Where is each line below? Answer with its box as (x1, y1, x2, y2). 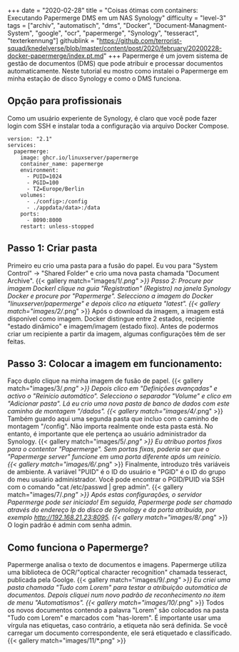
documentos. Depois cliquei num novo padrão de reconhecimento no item (7, 591, 226, 599)
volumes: (20, 191, 46, 199)
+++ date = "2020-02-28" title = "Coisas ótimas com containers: (7, 6, 198, 14)
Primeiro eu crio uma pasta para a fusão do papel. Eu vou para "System (7, 261, 218, 270)
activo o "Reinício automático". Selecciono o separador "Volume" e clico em (7, 392, 232, 401)
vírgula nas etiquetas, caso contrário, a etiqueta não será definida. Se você (7, 621, 228, 630)
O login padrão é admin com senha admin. (7, 521, 132, 529)
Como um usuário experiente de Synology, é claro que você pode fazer (7, 114, 218, 122)
